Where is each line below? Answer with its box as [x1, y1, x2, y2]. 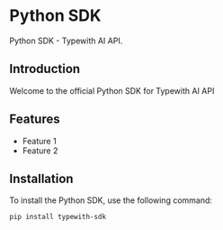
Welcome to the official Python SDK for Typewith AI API [9, 85, 215, 96]
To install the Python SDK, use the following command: [9, 195, 213, 206]
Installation [9, 170, 74, 186]
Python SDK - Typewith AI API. [9, 35, 123, 46]
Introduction [9, 61, 81, 77]
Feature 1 [22, 135, 57, 146]
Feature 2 [22, 145, 58, 156]
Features [9, 112, 60, 127]
